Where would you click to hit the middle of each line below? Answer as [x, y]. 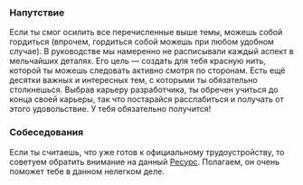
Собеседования [47, 133]
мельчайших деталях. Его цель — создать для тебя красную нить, [138, 61]
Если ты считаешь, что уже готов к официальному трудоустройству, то [147, 152]
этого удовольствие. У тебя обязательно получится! [110, 109]
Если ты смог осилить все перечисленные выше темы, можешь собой [146, 32]
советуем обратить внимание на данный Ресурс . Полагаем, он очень [145, 162]
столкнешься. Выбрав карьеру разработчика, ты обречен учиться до [144, 90]
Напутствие [37, 13]
